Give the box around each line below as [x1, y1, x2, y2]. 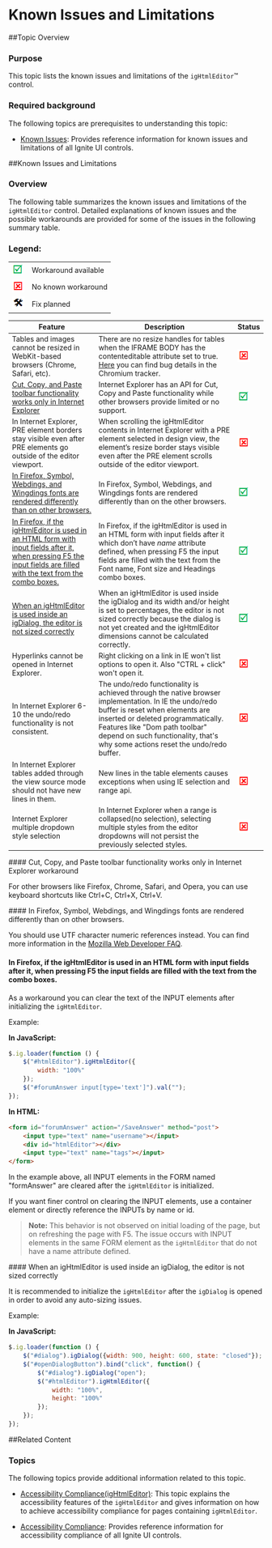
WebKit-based [11, 351, 62, 361]
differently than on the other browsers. [98, 496, 227, 507]
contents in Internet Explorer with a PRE [98, 425, 231, 435]
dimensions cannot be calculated [98, 631, 209, 640]
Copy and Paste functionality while [98, 388, 215, 398]
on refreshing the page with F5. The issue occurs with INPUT [28, 1229, 232, 1240]
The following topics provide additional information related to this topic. [8, 1474, 246, 1483]
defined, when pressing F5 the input [98, 546, 219, 556]
